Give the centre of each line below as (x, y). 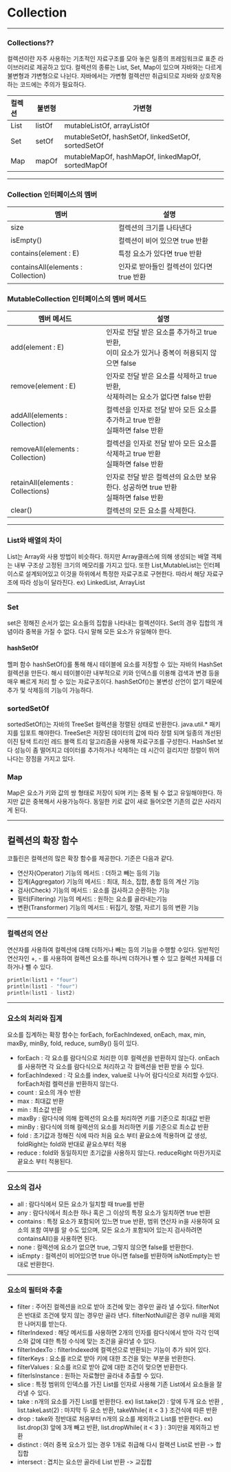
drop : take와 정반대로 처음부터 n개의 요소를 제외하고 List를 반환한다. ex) (115, 1418)
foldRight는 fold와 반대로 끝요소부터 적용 (72, 1144)
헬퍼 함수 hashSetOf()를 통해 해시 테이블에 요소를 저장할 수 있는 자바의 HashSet (115, 664)
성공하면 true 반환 (150, 487)
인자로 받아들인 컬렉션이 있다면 (165, 266)
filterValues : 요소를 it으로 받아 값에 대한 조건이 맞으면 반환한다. (102, 1366)
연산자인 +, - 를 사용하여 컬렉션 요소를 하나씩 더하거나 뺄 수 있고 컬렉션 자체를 (111, 958)
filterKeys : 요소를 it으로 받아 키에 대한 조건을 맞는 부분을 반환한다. (106, 1358)
